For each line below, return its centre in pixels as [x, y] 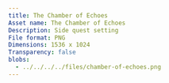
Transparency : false [42, 52]
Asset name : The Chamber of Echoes [67, 23]
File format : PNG [37, 38]
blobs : [19, 60]
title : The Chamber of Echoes [58, 15]
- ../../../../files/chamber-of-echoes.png [88, 67]
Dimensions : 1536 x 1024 [49, 45]
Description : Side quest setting [63, 30]
